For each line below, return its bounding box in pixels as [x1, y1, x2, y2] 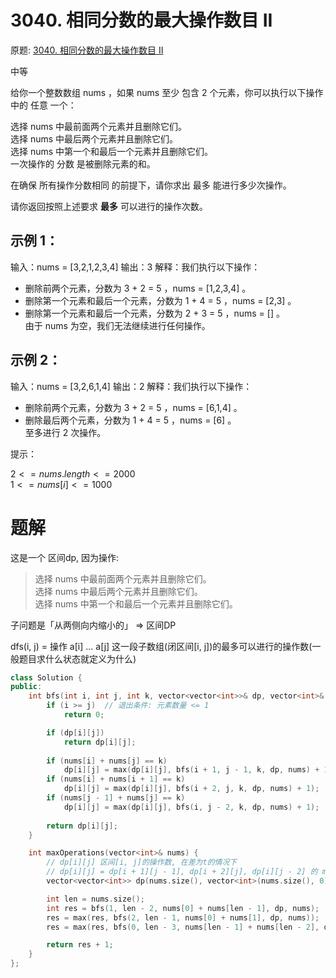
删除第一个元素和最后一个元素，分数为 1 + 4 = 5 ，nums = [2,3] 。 [24, 294, 297, 306]
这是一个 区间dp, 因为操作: [10, 551, 120, 563]
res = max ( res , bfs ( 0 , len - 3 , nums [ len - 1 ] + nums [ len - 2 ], [46, 922, 320, 932]
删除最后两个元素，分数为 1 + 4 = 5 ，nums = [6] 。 [24, 414, 237, 426]
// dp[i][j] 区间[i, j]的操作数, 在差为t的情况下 [46, 857, 238, 868]
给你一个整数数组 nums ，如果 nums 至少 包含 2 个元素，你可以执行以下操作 [10, 86, 324, 98]
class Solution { [10, 672, 83, 683]
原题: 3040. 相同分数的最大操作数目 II [10, 44, 164, 56]
